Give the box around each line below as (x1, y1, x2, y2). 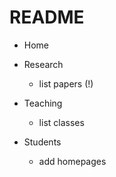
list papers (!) (38, 77, 94, 90)
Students (23, 136, 62, 148)
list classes (38, 116, 85, 128)
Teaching (23, 97, 63, 109)
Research (23, 58, 64, 70)
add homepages (38, 155, 107, 167)
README (9, 6, 85, 29)
